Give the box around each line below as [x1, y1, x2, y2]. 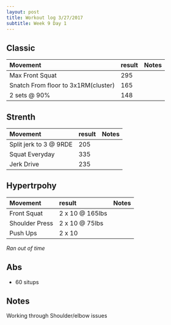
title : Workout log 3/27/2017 [6, 15, 84, 21]
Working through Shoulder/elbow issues [6, 312, 107, 320]
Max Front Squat [9, 71, 57, 80]
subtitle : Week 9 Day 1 [6, 20, 67, 26]
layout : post [6, 9, 40, 15]
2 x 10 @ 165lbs [59, 209, 108, 217]
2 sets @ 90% [9, 91, 51, 99]
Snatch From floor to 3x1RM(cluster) [9, 81, 115, 90]
